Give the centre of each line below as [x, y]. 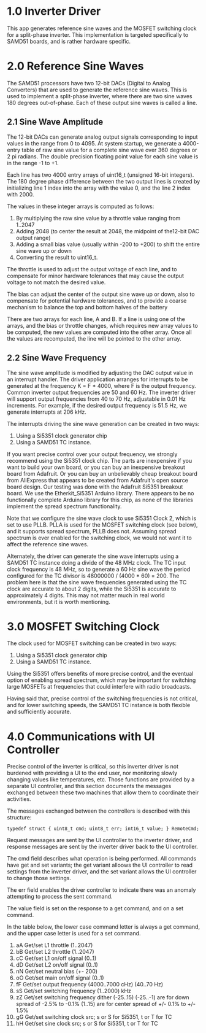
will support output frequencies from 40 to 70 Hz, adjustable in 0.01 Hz [97, 399]
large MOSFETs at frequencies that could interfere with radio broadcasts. [99, 687]
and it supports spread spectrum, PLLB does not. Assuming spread [92, 531]
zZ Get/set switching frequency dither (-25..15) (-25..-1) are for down [102, 997]
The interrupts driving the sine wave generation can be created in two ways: [103, 424]
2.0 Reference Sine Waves [75, 66]
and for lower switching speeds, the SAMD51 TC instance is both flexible [99, 705]
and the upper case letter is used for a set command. [74, 934]
